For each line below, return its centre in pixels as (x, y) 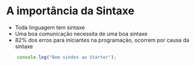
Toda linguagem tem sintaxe (50, 27)
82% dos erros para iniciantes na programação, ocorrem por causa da (102, 40)
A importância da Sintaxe (70, 11)
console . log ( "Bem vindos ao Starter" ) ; (67, 57)
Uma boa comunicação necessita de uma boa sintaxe (81, 33)
